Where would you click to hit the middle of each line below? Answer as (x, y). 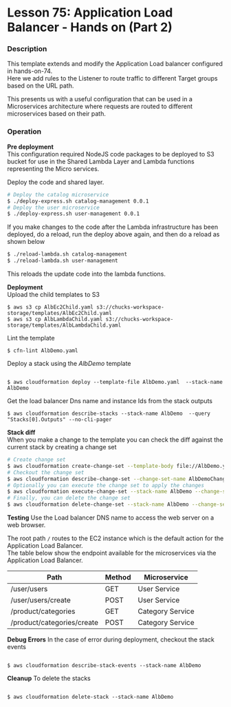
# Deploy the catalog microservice (58, 194)
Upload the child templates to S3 (53, 295)
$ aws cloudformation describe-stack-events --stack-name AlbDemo (104, 666)
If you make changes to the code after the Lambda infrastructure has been (113, 227)
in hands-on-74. (30, 71)
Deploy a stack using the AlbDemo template (69, 364)
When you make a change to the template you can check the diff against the (115, 440)
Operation (24, 132)
